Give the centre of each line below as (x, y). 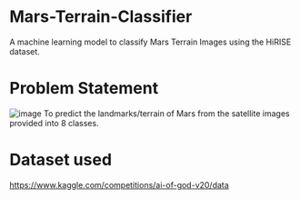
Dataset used (60, 160)
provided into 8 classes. (54, 123)
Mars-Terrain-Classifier (101, 17)
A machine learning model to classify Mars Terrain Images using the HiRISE (150, 42)
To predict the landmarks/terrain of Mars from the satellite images (167, 113)
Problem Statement (84, 89)
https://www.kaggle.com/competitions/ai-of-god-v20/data (119, 184)
